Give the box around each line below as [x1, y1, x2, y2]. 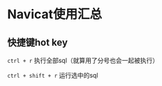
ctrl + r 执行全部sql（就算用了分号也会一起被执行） [7, 57, 159, 64]
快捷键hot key [7, 36, 68, 48]
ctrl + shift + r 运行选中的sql [7, 71, 98, 79]
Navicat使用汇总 [7, 6, 103, 22]
